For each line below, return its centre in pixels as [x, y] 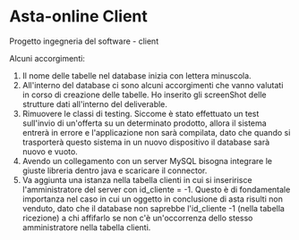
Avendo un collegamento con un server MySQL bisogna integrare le [147, 161]
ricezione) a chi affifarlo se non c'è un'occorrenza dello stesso [137, 218]
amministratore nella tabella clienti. [86, 227]
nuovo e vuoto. [50, 151]
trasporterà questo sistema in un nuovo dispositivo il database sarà [146, 142]
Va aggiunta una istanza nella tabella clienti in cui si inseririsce [137, 179]
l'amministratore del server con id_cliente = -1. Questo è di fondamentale [156, 189]
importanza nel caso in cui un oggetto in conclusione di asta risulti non [153, 199]
